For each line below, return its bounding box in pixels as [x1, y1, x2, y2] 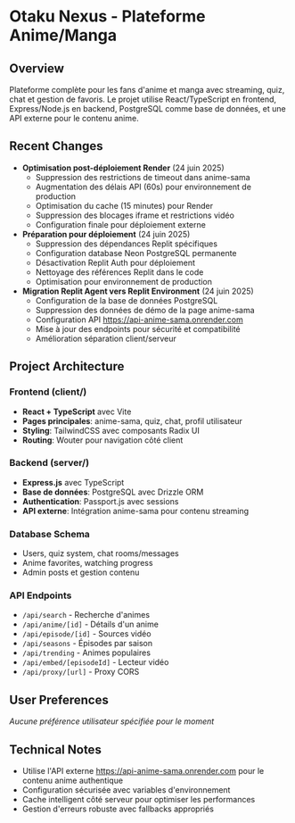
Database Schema [9, 528, 91, 540]
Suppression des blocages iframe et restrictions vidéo [35, 210, 234, 220]
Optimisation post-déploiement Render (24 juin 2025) [21, 162, 225, 173]
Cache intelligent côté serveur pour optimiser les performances [21, 794, 256, 805]
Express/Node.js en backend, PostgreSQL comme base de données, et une [9, 104, 287, 113]
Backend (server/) [9, 457, 90, 470]
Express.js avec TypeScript [21, 477, 125, 487]
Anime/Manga [9, 25, 118, 46]
